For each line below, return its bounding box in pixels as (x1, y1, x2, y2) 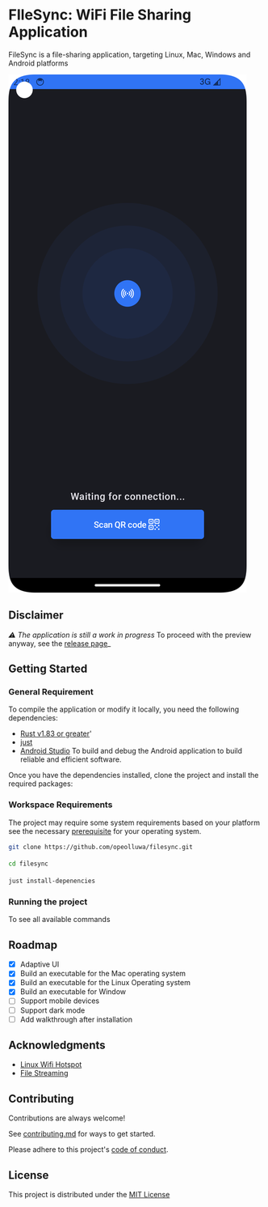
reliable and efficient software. (19, 754, 122, 764)
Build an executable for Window (19, 987, 127, 997)
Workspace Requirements (8, 799, 113, 810)
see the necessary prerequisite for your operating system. (8, 826, 202, 835)
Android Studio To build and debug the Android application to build (19, 746, 243, 756)
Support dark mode (19, 1005, 86, 1015)
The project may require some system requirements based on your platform (8, 818, 261, 827)
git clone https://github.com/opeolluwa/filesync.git (8, 843, 194, 851)
